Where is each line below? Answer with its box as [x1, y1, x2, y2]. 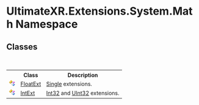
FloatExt [20, 80, 42, 87]
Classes [6, 42, 38, 52]
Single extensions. [46, 80, 93, 87]
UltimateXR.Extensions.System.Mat [6, 4, 194, 18]
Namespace [15, 17, 78, 31]
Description [67, 71, 98, 79]
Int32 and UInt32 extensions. [46, 90, 120, 96]
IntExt [20, 90, 35, 96]
